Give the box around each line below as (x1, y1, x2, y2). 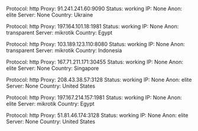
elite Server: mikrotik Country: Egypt (6, 100, 95, 107)
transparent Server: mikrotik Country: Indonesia (6, 47, 122, 54)
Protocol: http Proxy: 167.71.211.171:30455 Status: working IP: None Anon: (6, 59, 183, 65)
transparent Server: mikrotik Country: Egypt (6, 29, 113, 36)
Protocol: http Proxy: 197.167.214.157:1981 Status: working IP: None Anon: (6, 94, 182, 101)
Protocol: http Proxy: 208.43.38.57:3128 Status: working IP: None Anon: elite (6, 76, 192, 83)
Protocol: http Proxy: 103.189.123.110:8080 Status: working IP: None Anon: (6, 41, 185, 47)
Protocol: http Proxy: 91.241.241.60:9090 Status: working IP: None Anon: (6, 5, 182, 12)
